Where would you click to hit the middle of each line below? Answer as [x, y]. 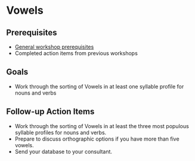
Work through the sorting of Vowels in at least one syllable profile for [99, 86]
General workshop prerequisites [54, 47]
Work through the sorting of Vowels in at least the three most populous [102, 126]
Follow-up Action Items [50, 112]
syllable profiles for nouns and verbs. [61, 132]
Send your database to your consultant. [63, 151]
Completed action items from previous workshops [76, 53]
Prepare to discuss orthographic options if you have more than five [97, 139]
